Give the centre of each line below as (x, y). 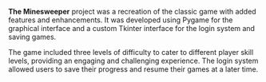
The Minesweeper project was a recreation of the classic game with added (133, 12)
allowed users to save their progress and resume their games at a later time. (133, 69)
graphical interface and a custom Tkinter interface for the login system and (132, 28)
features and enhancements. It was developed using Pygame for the (121, 20)
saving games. (32, 37)
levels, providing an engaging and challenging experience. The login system (133, 61)
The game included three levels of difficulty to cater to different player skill (131, 52)
